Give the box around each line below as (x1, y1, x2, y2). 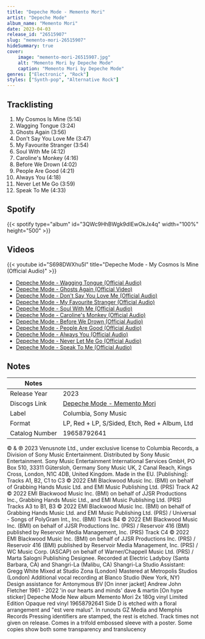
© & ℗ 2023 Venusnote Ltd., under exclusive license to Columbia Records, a (7, 445, 199, 452)
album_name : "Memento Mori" (7, 20, 78, 26)
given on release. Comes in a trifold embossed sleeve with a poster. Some (7, 619, 192, 627)
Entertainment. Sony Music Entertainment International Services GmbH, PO (7, 458, 195, 465)
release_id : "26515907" (7, 32, 68, 38)
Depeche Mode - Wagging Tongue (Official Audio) (15, 279, 142, 286)
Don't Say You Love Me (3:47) (15, 134, 92, 142)
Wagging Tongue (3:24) (15, 122, 75, 129)
